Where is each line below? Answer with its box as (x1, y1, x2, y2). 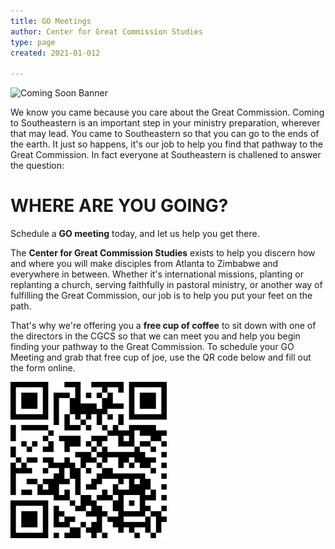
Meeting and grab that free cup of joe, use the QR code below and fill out (10, 351, 312, 364)
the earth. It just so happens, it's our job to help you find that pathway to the (10, 138, 324, 150)
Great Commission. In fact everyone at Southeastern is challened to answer (10, 149, 322, 161)
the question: (10, 160, 65, 172)
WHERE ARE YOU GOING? (10, 195, 229, 217)
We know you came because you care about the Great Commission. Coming (10, 106, 325, 119)
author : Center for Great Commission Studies (10, 26, 203, 37)
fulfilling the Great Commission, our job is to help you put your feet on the (10, 290, 313, 302)
